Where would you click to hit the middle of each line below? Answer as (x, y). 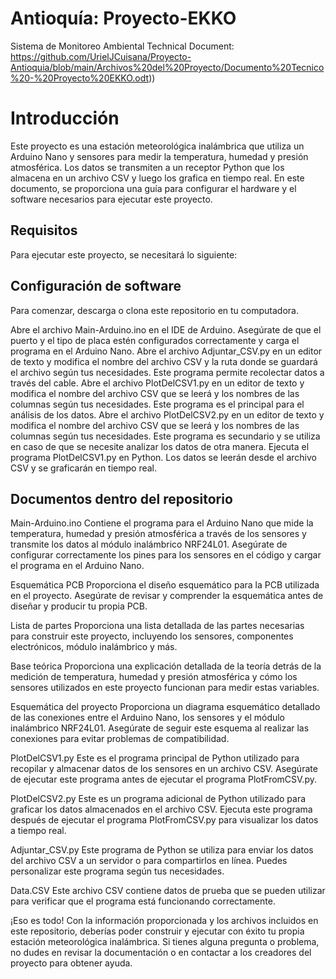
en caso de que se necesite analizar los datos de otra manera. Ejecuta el (160, 446)
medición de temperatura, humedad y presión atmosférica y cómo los (154, 677)
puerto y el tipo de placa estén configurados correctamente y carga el (155, 340)
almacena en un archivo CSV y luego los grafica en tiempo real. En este (157, 178)
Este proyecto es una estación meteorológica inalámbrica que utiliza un (157, 146)
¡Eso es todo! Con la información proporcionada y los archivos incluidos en (164, 921)
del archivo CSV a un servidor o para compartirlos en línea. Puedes (149, 861)
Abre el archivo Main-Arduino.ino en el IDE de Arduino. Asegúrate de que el (166, 329)
